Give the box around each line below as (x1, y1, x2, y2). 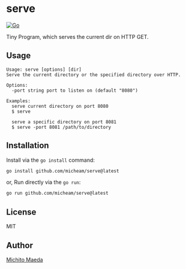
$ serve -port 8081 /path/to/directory (11, 124, 112, 130)
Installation (6, 140, 49, 151)
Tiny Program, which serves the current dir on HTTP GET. (6, 33, 149, 40)
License (6, 207, 37, 217)
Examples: (6, 98, 31, 104)
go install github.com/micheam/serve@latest (6, 168, 119, 174)
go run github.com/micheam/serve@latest (6, 191, 109, 197)
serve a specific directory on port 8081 (11, 119, 117, 125)
